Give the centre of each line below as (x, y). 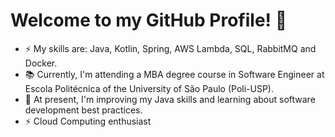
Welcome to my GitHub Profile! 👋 (149, 20)
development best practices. (83, 110)
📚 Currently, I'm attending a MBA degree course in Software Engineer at (174, 74)
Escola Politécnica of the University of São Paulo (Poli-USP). (149, 88)
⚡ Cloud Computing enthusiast (88, 121)
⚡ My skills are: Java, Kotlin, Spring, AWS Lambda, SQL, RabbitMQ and (170, 48)
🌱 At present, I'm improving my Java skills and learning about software (170, 99)
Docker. (41, 63)
